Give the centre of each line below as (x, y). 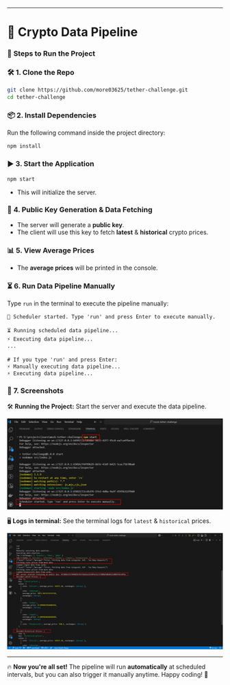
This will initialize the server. (57, 192)
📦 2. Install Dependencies (52, 115)
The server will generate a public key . (71, 224)
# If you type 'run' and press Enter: (62, 360)
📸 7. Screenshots (35, 391)
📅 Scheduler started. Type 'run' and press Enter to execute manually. (111, 317)
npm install (24, 146)
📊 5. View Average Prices (51, 250)
